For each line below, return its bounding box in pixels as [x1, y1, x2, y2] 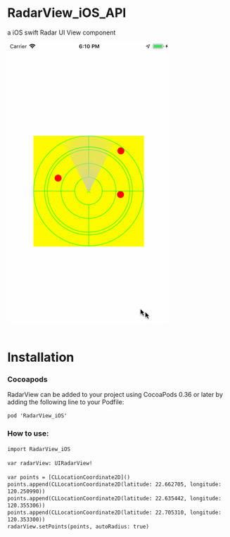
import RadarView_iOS [7, 446, 71, 453]
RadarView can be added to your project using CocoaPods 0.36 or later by [7, 391, 223, 399]
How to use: [7, 429, 49, 438]
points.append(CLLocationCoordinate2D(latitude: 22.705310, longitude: [7, 509, 222, 516]
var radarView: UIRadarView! [7, 460, 93, 467]
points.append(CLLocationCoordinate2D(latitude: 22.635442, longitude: [7, 495, 222, 502]
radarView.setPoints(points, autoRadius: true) [7, 523, 150, 530]
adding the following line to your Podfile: [7, 398, 124, 406]
